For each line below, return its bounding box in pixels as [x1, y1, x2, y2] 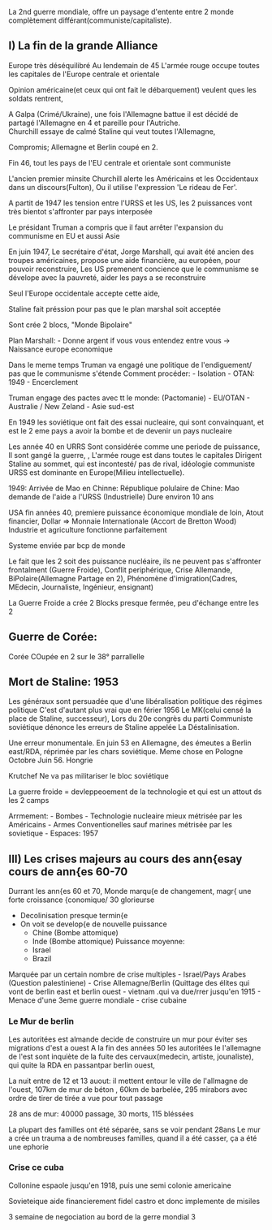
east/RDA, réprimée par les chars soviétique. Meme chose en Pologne [8, 747, 244, 757]
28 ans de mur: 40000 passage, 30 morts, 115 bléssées [8, 1108, 194, 1119]
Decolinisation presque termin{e [19, 911, 128, 921]
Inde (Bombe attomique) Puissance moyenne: [32, 937, 185, 947]
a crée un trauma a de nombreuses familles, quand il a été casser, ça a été [8, 1133, 257, 1143]
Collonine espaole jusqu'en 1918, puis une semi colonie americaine [8, 1180, 231, 1190]
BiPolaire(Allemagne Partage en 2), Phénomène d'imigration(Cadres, [8, 573, 238, 583]
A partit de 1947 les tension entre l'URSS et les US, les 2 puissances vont [8, 198, 253, 208]
